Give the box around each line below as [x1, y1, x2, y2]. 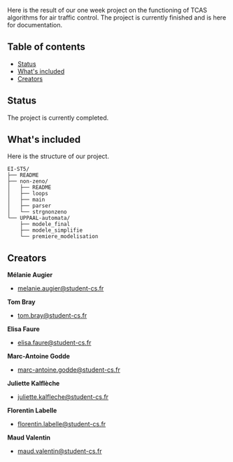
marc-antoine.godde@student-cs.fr [17, 365, 120, 374]
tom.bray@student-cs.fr [17, 311, 87, 320]
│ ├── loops [7, 190, 49, 197]
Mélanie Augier [7, 271, 53, 279]
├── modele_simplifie [20, 227, 83, 234]
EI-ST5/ [7, 166, 30, 173]
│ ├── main [7, 196, 45, 204]
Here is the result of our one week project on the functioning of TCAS [7, 6, 208, 14]
